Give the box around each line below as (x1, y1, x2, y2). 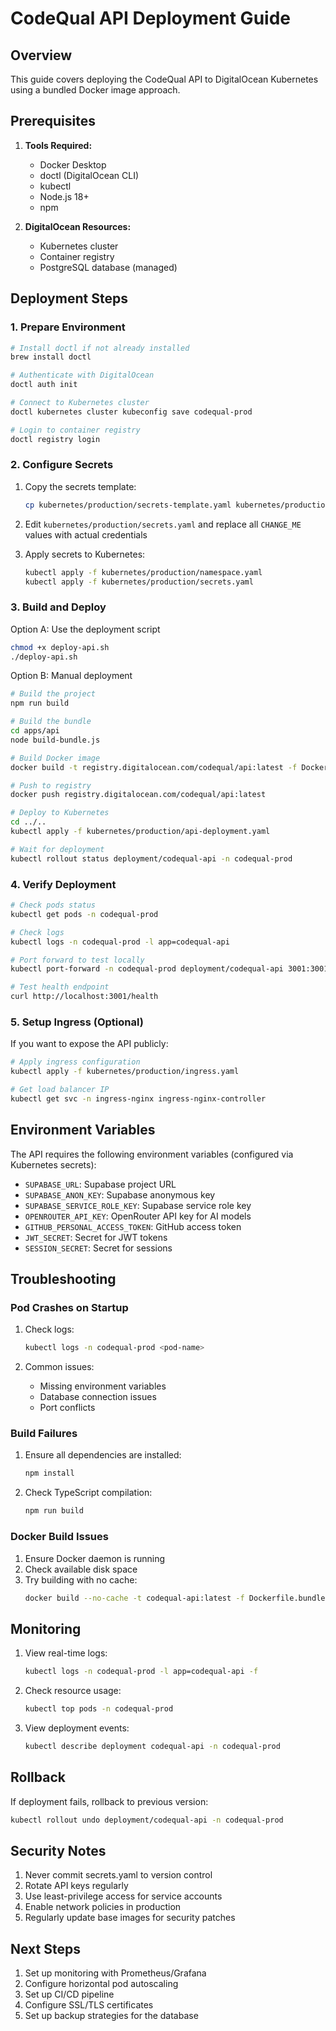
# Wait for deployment (10, 844, 105, 854)
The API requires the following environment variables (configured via (10, 1148, 294, 1160)
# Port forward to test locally (10, 955, 145, 965)
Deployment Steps (10, 290, 128, 307)
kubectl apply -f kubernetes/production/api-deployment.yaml (10, 827, 271, 837)
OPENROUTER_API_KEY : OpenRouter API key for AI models (24, 1210, 252, 1222)
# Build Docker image (10, 753, 101, 763)
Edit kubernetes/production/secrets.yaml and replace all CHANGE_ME (24, 518, 302, 530)
